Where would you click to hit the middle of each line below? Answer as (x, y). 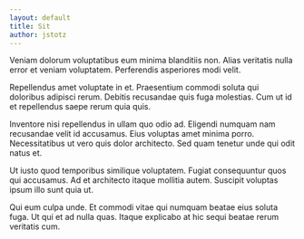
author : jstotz (38, 34)
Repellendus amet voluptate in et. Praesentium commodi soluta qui (134, 88)
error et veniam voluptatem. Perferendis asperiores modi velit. (125, 70)
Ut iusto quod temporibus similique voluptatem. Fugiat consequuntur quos (148, 171)
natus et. (26, 153)
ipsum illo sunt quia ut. (51, 190)
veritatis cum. (35, 226)
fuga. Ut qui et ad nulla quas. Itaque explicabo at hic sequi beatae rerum (144, 217)
